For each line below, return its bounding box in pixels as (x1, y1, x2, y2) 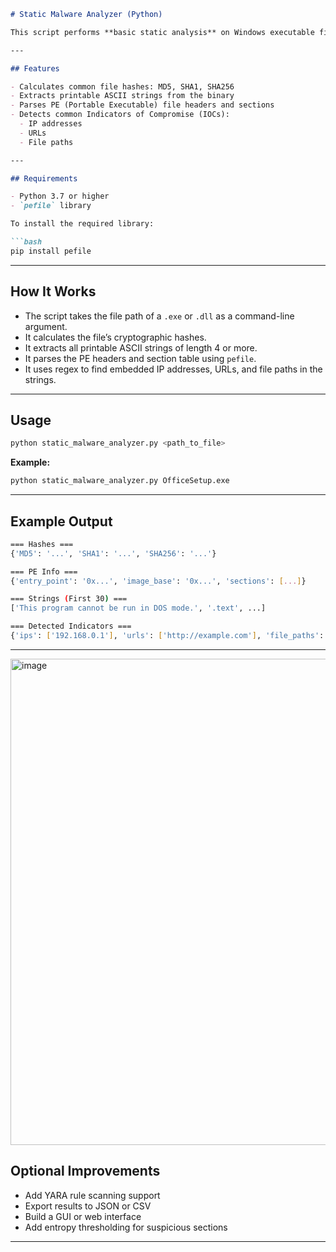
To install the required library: (10, 219, 155, 229)
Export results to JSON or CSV (24, 1200, 152, 1212)
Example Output (10, 513, 113, 530)
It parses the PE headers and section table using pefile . (24, 352, 257, 364)
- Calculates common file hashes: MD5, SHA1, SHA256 (10, 81, 235, 92)
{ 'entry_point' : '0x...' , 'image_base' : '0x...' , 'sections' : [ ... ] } (10, 576, 307, 586)
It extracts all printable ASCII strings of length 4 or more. (24, 341, 258, 354)
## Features (10, 63, 60, 74)
